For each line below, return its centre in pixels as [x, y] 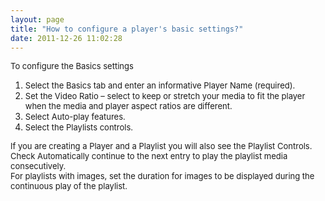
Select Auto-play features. [75, 117]
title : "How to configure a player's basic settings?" [127, 29]
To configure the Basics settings [72, 66]
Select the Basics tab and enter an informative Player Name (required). [160, 85]
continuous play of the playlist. [69, 186]
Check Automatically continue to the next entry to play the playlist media [149, 156]
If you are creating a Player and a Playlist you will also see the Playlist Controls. [161, 146]
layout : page [37, 19]
